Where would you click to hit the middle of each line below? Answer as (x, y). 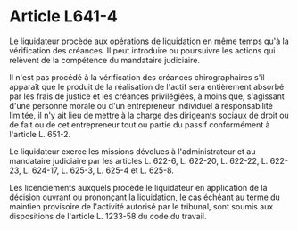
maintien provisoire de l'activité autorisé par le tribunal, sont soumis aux (141, 206)
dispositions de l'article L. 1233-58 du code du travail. (108, 216)
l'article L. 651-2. (40, 134)
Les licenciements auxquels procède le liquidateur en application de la (138, 187)
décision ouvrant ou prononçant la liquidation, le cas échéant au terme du (145, 197)
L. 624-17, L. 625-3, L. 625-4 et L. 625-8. (98, 170)
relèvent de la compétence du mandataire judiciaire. (105, 60)
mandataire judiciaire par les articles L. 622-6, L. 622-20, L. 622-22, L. (139, 160)
